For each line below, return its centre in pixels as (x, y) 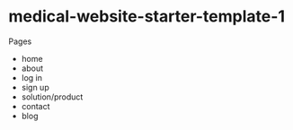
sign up (36, 87)
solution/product (52, 97)
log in (31, 77)
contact (36, 106)
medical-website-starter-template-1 (146, 17)
